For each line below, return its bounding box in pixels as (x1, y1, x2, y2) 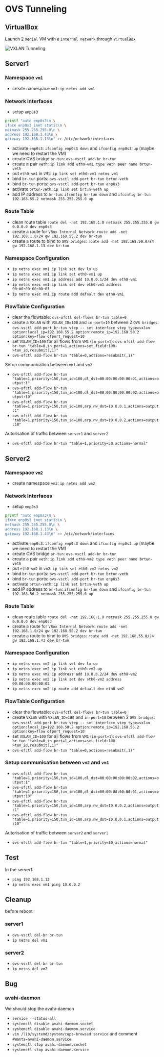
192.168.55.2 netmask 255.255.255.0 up (12, 197, 94, 201)
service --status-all (12, 1016, 56, 1021)
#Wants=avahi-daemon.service (12, 1037, 72, 1042)
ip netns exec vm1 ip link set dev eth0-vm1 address (12, 282, 122, 287)
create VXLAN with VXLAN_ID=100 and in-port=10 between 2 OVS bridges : (12, 714, 155, 720)
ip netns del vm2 (12, 967, 48, 972)
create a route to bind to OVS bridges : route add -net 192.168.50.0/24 (12, 238, 154, 244)
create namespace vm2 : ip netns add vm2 (12, 480, 95, 486)
